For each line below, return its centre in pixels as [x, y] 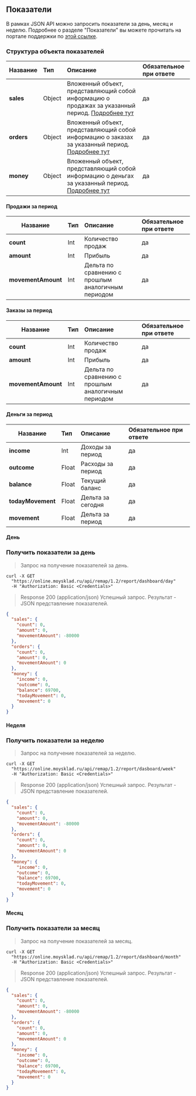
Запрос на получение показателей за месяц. [76, 941]
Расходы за [97, 464]
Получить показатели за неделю [55, 740]
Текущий [93, 481]
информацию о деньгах [100, 176]
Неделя [16, 725]
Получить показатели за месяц [53, 929]
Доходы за [96, 447]
